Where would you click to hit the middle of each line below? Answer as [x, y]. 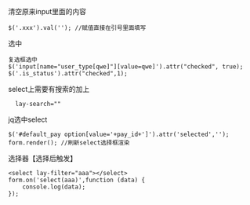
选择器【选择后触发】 [42, 158]
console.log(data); [54, 187]
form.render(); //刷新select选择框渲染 [69, 143]
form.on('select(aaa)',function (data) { [77, 180]
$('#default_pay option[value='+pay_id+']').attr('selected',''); [119, 134]
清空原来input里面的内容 [47, 11]
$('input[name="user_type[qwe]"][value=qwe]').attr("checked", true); [126, 67]
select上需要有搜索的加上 [49, 89]
